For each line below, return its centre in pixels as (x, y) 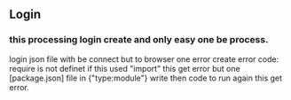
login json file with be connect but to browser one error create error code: (144, 59)
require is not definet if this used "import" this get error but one (125, 68)
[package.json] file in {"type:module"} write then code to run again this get (145, 78)
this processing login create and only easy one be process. (139, 40)
